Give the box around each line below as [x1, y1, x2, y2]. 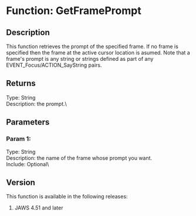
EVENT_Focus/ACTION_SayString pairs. [6, 61, 102, 68]
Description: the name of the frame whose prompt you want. [6, 154, 153, 162]
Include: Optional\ [6, 160, 49, 167]
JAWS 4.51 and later [14, 204, 63, 211]
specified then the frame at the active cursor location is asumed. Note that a [6, 49, 191, 56]
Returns [6, 78, 36, 88]
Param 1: [6, 135, 31, 143]
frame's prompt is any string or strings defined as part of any [6, 56, 154, 62]
